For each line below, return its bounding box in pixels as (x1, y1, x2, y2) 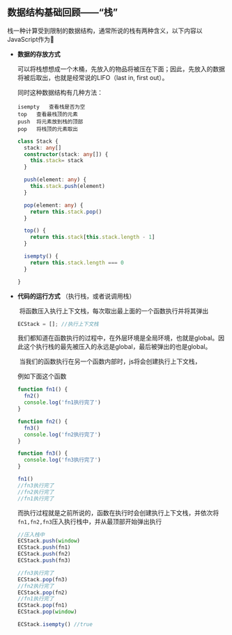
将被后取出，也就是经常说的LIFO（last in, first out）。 (17, 73, 169, 81)
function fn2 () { (17, 418, 68, 425)
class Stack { (17, 138, 59, 145)
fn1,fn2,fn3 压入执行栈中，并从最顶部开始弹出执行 (17, 517, 162, 526)
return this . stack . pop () (30, 208, 102, 215)
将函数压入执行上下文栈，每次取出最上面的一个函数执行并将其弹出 (19, 306, 209, 315)
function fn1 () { (17, 386, 68, 393)
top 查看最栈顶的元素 (17, 111, 78, 118)
